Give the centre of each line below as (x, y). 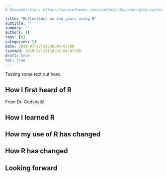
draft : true (17, 56)
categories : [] (21, 42)
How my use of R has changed (53, 134)
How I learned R (30, 117)
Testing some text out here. (33, 74)
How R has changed (37, 151)
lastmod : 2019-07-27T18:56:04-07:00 (43, 51)
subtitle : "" (19, 23)
